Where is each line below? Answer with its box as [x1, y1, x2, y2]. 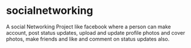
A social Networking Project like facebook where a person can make [6, 23, 171, 30]
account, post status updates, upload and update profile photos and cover [6, 29, 186, 36]
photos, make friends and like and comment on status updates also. [6, 35, 170, 42]
